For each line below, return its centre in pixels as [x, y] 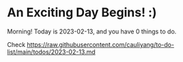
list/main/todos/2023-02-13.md [51, 52]
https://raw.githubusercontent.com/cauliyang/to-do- [101, 44]
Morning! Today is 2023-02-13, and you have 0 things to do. [92, 31]
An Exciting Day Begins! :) [82, 13]
